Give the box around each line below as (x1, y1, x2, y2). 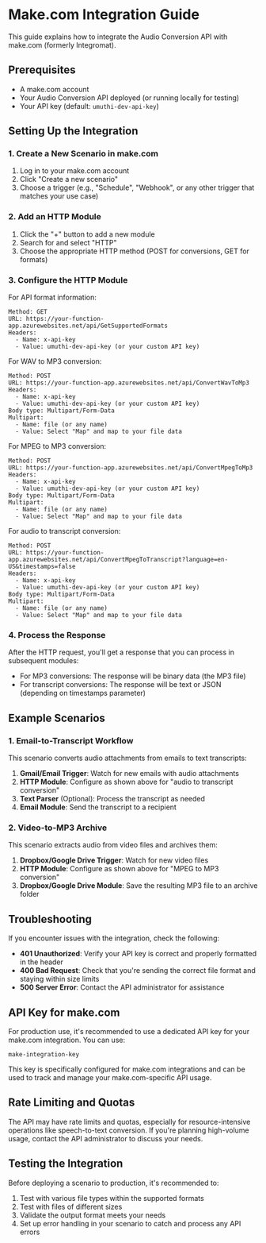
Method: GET (8, 308, 47, 316)
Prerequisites (8, 64, 76, 77)
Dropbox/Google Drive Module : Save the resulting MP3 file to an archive (19, 881, 259, 890)
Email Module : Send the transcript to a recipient (19, 802, 177, 812)
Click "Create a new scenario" (19, 175, 119, 184)
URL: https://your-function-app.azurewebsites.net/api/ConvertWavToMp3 (8, 379, 249, 387)
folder (19, 890, 40, 899)
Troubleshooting (8, 912, 93, 926)
